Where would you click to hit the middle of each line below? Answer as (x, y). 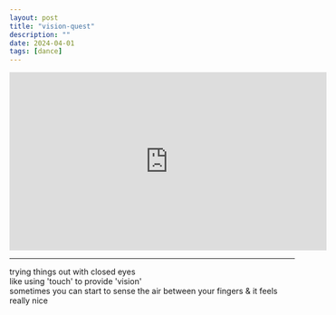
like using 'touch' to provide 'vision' (76, 282)
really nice (29, 301)
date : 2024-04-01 (42, 43)
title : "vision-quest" (52, 26)
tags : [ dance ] (36, 52)
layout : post (34, 18)
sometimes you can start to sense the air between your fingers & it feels (144, 291)
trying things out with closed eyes (72, 272)
